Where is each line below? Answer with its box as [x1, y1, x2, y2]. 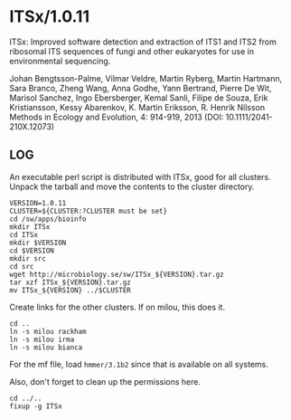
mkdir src [9, 253, 47, 263]
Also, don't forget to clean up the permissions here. [9, 376, 202, 387]
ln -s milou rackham [9, 327, 88, 336]
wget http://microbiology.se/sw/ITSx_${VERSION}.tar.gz [9, 270, 224, 279]
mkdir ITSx [9, 222, 51, 232]
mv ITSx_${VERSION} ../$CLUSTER [9, 285, 131, 295]
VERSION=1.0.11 [9, 198, 67, 207]
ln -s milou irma [9, 335, 75, 344]
